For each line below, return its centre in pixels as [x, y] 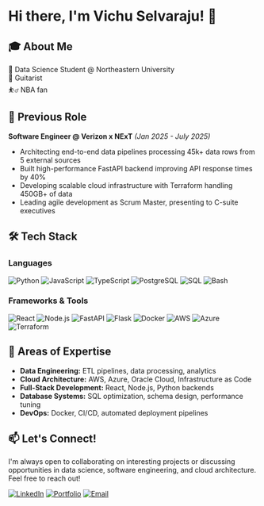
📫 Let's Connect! [52, 439]
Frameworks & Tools [48, 301]
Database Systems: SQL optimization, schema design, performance [131, 396]
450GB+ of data [46, 194]
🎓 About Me [40, 46]
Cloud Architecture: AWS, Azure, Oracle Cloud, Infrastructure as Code [136, 379]
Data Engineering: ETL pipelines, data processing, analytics [118, 370]
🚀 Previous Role [48, 117]
